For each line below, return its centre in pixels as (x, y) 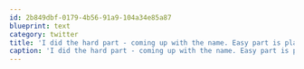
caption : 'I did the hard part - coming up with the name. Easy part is (149, 51)
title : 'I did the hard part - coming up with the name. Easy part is (145, 43)
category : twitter (44, 34)
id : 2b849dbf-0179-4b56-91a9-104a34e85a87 (90, 17)
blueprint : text (40, 26)
